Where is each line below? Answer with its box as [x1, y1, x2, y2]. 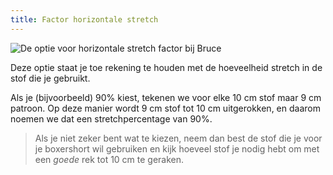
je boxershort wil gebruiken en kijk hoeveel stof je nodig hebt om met [34, 142, 320, 155]
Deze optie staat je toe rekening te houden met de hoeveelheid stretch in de [10, 61, 323, 73]
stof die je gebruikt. [10, 72, 91, 84]
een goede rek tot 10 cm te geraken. [34, 153, 185, 165]
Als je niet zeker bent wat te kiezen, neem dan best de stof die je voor [34, 132, 323, 144]
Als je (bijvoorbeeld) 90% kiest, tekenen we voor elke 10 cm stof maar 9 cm [10, 91, 322, 103]
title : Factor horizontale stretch [10, 14, 159, 25]
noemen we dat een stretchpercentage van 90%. [10, 112, 213, 125]
